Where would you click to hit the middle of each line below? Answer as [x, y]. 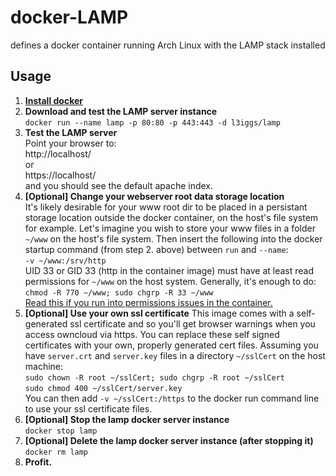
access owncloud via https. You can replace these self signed [152, 334]
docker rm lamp [56, 452]
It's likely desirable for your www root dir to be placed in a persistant [166, 207]
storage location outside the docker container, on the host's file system [171, 217]
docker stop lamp [61, 431]
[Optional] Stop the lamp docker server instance [127, 419]
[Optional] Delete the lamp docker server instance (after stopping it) [169, 440]
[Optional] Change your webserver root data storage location [154, 196]
